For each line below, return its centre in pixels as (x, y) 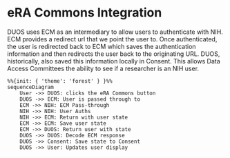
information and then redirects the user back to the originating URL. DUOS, (114, 54)
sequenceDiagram (30, 87)
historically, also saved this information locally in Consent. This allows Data (114, 61)
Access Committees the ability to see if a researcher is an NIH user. (103, 68)
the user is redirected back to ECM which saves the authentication (102, 46)
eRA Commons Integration (85, 13)
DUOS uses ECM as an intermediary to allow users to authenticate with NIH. (115, 32)
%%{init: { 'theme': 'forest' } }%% (60, 81)
